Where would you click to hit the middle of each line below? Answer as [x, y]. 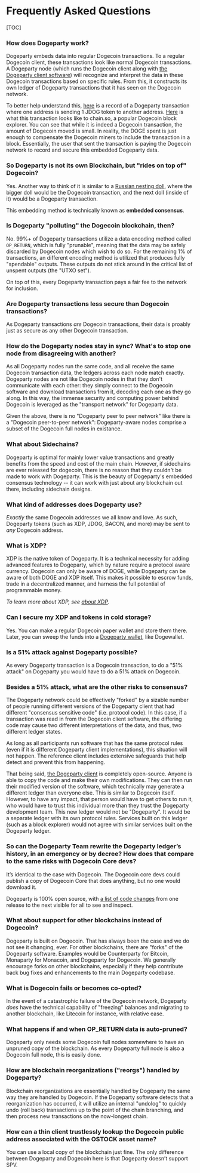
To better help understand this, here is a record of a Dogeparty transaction [98, 106]
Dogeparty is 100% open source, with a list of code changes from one [93, 898]
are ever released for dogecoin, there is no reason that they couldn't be [94, 470]
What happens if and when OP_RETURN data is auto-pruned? [97, 1029]
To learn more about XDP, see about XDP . [58, 602]
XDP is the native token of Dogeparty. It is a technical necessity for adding [98, 559]
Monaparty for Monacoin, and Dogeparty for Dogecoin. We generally [91, 960]
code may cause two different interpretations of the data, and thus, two [94, 725]
